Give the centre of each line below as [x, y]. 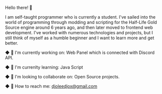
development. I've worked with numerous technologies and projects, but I [79, 33]
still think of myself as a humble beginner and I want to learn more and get [80, 38]
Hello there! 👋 [19, 8]
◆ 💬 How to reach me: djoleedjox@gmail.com [51, 86]
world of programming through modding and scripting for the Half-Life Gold [81, 22]
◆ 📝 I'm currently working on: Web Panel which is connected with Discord [80, 52]
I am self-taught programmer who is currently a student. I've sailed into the [81, 17]
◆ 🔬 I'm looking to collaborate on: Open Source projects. [62, 77]
